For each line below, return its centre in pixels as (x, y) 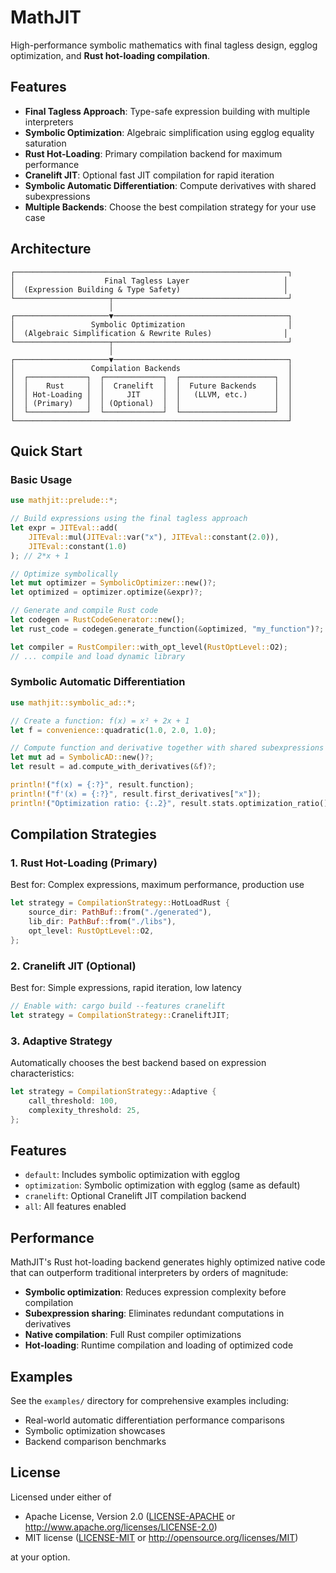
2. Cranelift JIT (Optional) (73, 966)
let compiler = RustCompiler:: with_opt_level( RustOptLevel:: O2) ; (149, 647)
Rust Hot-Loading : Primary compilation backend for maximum (153, 153)
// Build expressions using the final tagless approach (129, 519)
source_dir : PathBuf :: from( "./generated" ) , (120, 912)
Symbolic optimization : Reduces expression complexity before (155, 1292)
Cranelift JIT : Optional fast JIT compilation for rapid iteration (149, 175)
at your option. (40, 1557)
